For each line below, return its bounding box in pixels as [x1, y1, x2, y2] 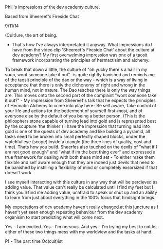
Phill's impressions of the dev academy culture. [5, 4, 100, 10]
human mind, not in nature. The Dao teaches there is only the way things [5, 87, 151, 93]
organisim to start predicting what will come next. [5, 215, 104, 220]
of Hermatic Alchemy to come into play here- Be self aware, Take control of [5, 103, 157, 108]
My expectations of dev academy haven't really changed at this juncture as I [5, 204, 158, 210]
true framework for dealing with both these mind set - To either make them [5, 154, 155, 160]
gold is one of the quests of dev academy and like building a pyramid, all [5, 129, 150, 134]
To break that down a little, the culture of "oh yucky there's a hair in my [5, 66, 147, 72]
